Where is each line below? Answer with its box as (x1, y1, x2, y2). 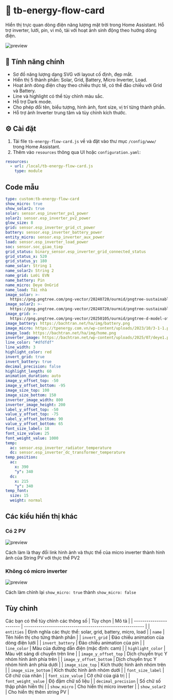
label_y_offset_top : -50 (5, 407, 59, 412)
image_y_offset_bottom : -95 (5, 383, 66, 388)
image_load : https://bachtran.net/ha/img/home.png (5, 330, 116, 336)
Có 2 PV (5, 528, 26, 535)
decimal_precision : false (5, 364, 61, 369)
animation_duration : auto (5, 373, 61, 379)
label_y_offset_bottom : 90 (5, 416, 63, 422)
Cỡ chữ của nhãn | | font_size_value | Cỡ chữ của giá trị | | (5, 672, 130, 678)
